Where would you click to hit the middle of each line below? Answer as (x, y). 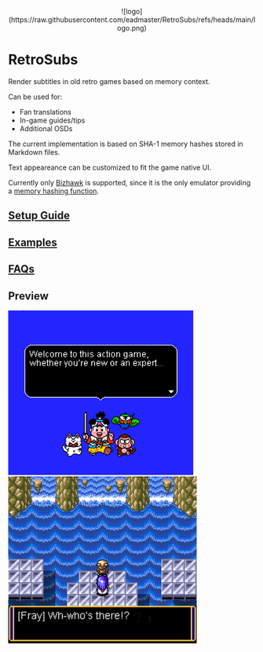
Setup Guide (39, 216)
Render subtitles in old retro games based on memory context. (109, 81)
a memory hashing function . (54, 191)
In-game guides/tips (52, 120)
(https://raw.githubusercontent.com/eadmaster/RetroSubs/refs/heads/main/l (132, 20)
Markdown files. (34, 152)
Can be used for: (35, 97)
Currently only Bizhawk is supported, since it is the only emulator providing (130, 182)
